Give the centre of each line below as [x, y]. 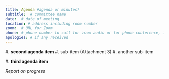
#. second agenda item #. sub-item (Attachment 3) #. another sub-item [79, 52]
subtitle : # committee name [36, 14]
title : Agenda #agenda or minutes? [43, 10]
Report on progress [25, 71]
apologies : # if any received [37, 38]
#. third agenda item [27, 61]
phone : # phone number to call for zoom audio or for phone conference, [83, 33]
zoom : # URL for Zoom [29, 28]
